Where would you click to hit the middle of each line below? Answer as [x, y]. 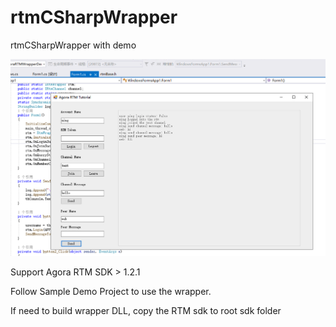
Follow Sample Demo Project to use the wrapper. [111, 291]
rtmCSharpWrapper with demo [73, 45]
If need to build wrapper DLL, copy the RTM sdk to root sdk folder [146, 310]
